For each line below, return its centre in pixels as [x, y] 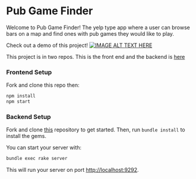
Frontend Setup [29, 72]
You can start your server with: [44, 147]
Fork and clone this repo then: [43, 85]
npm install [21, 96]
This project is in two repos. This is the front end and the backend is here [96, 56]
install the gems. [26, 136]
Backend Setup [29, 117]
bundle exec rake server [37, 159]
